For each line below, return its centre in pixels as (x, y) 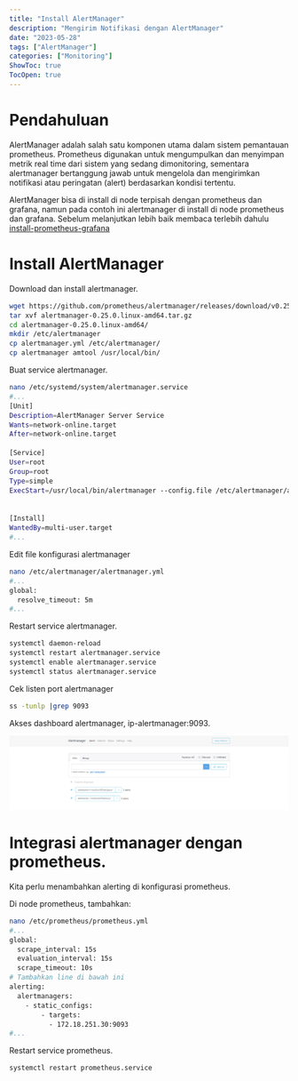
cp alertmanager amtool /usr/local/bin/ (85, 353)
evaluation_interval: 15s (65, 959)
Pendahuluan (59, 120)
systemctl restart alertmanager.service (85, 653)
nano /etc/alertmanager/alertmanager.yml (87, 572)
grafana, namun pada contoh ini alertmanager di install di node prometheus (147, 209)
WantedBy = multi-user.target (61, 528)
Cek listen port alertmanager (61, 688)
